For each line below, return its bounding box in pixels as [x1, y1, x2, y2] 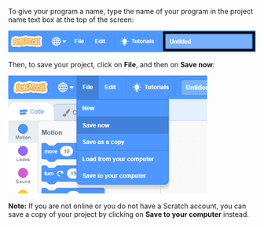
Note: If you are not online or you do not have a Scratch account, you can [8, 201, 247, 211]
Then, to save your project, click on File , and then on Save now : [8, 60, 215, 70]
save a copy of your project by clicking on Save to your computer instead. [8, 210, 250, 219]
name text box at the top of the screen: [8, 15, 134, 24]
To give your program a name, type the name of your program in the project [8, 7, 254, 16]
